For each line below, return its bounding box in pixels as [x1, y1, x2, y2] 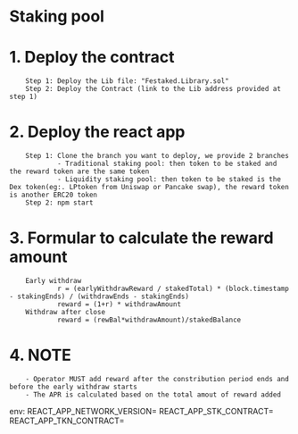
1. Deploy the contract [9, 47, 175, 68]
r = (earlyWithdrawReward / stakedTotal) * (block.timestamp [56, 284, 290, 293]
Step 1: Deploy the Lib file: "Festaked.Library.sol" [25, 77, 229, 86]
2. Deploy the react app [9, 122, 186, 142]
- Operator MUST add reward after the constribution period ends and [25, 374, 290, 383]
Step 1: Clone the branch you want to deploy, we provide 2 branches [25, 152, 290, 161]
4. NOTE [9, 346, 71, 365]
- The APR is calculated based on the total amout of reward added [25, 390, 281, 399]
